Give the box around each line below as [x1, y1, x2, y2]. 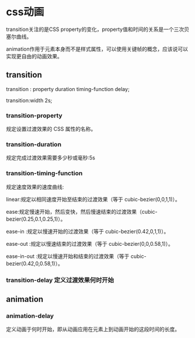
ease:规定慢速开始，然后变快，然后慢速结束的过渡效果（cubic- [6, 208, 158, 215]
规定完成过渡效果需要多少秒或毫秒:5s [6, 154, 95, 161]
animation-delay [6, 312, 54, 320]
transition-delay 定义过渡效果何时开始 [6, 276, 114, 284]
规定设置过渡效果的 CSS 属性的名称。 [6, 126, 96, 133]
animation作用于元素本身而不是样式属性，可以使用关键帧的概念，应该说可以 [6, 45, 189, 53]
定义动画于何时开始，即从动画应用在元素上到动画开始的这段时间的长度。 [6, 326, 180, 333]
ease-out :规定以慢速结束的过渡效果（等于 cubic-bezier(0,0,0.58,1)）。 [6, 240, 174, 247]
